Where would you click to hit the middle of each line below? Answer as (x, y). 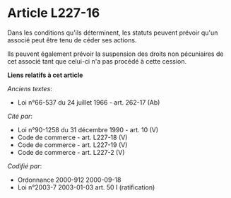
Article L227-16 (54, 13)
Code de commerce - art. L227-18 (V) (72, 137)
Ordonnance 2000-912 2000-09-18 (69, 180)
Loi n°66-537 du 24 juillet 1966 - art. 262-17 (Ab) (89, 102)
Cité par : (20, 116)
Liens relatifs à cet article (45, 75)
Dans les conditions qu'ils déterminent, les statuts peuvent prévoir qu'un (113, 33)
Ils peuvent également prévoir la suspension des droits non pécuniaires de (115, 54)
